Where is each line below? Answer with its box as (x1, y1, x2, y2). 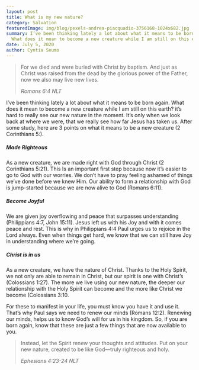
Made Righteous (6, 144, 48, 151)
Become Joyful (6, 198, 44, 205)
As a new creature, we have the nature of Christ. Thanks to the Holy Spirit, (6, 266, 188, 273)
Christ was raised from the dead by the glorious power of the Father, (20, 69, 188, 77)
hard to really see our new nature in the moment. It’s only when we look (6, 111, 181, 118)
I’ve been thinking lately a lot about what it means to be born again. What (6, 99, 185, 106)
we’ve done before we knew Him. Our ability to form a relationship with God (6, 178, 191, 185)
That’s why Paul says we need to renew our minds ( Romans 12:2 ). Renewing (6, 309, 192, 316)
